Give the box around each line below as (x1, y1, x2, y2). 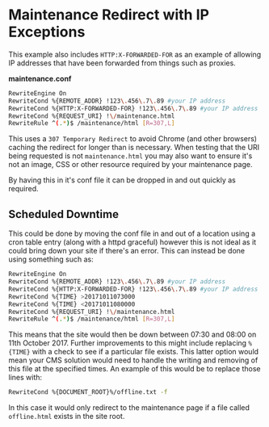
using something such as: (8, 254, 95, 264)
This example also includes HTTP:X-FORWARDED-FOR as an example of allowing (8, 49, 262, 59)
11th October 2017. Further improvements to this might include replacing (8, 338, 247, 348)
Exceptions (8, 23, 86, 41)
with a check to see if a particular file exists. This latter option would (32, 347, 259, 357)
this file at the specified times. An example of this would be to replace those (8, 364, 261, 374)
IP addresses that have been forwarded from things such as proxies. (8, 58, 236, 68)
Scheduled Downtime (8, 207, 120, 221)
